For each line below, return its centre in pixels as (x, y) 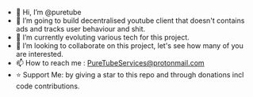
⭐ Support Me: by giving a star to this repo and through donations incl (130, 75)
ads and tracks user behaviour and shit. (80, 29)
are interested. (39, 54)
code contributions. (48, 86)
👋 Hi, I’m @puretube (48, 12)
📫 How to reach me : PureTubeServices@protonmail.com (110, 63)
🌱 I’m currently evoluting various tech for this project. (103, 37)
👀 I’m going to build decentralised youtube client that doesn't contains (130, 21)
